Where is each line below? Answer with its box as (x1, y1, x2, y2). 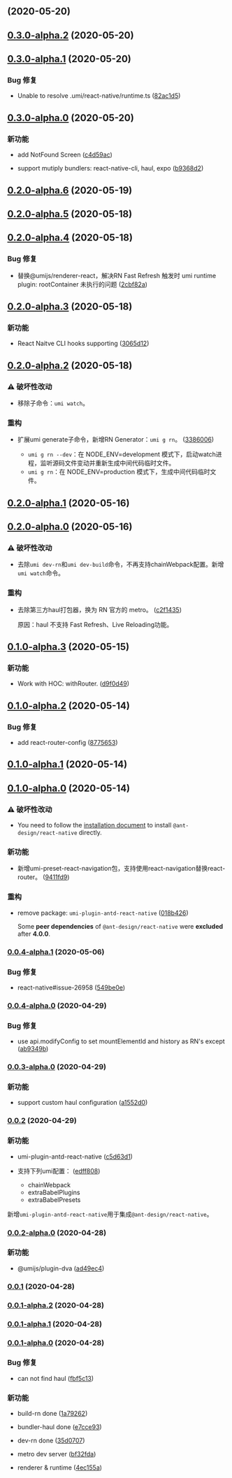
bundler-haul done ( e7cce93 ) (17, 1423, 103, 1431)
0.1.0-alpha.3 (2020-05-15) (7, 641, 130, 653)
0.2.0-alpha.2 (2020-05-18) (7, 359, 133, 371)
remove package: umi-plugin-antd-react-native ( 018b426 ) (17, 908, 189, 917)
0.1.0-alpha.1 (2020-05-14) (7, 758, 128, 771)
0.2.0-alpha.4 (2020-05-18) (7, 232, 133, 244)
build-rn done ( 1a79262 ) (17, 1410, 88, 1418)
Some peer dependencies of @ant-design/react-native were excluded (17, 922, 224, 930)
